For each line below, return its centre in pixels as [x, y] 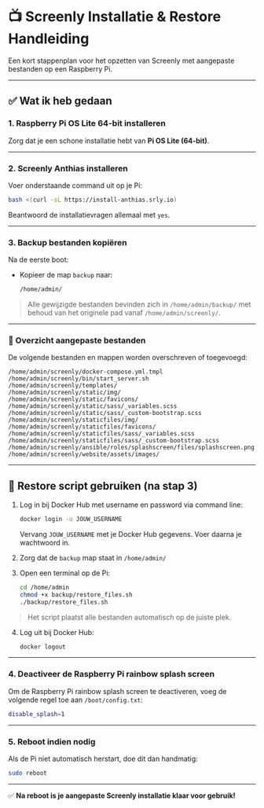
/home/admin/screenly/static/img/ [65, 393]
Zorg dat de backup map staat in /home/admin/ [93, 557]
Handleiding [49, 39]
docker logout [42, 647]
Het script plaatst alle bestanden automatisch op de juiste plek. [129, 617]
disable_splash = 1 [37, 714]
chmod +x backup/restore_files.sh [76, 595]
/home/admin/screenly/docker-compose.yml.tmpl [86, 372]
